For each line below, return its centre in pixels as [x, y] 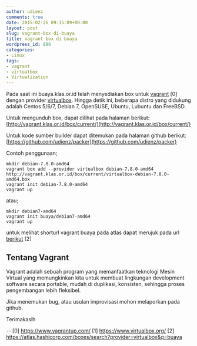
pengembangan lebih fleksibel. [44, 290]
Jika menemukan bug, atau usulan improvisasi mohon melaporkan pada [93, 301]
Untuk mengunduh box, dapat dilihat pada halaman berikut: [78, 118]
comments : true [25, 17]
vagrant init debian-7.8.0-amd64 [47, 185]
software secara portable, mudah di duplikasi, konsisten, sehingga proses [96, 284]
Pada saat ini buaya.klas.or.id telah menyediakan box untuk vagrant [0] [92, 94]
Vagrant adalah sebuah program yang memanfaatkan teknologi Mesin [91, 271]
